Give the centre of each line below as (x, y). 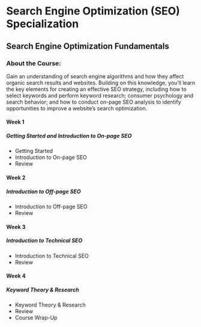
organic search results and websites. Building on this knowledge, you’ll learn (101, 83)
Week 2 (16, 178)
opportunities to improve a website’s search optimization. (77, 108)
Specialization (43, 24)
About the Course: (34, 63)
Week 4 (16, 276)
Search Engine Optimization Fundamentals (88, 46)
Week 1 (15, 122)
